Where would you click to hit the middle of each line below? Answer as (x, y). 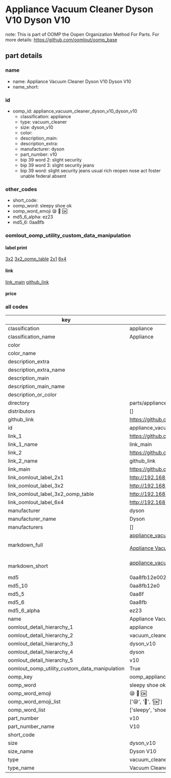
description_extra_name (36, 370)
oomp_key (20, 677)
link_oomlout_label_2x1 (36, 477)
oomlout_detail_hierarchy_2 (40, 635)
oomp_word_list (27, 710)
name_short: (26, 87)
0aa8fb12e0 (145, 586)
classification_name (32, 337)
